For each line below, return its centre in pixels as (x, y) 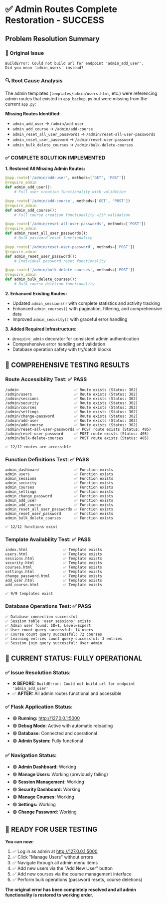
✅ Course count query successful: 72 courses (54, 634)
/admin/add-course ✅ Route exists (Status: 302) (72, 425)
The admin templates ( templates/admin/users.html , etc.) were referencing (81, 93)
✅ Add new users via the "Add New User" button (63, 868)
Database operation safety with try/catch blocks (62, 349)
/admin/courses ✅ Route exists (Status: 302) (72, 407)
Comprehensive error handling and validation (59, 344)
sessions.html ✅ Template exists (54, 559)
